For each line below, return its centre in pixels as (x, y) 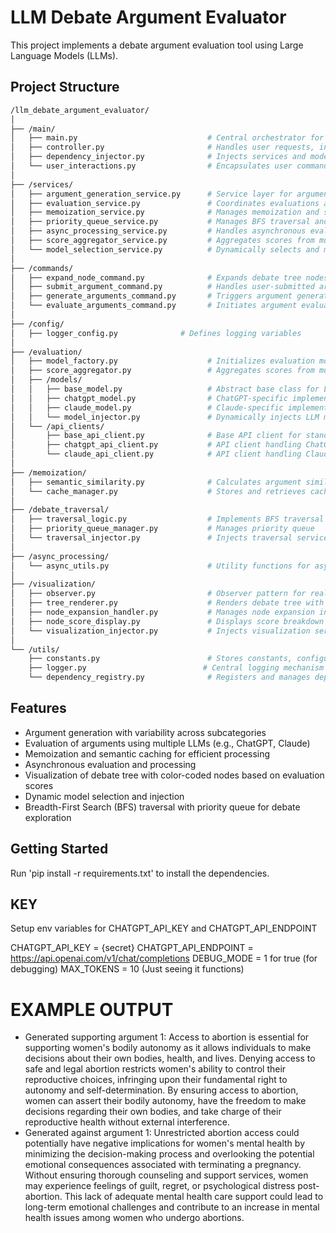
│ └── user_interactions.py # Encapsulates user (151, 166)
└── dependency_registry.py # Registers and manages (169, 677)
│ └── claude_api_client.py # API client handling (156, 454)
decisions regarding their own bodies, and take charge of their (153, 1112)
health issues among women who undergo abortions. (134, 1218)
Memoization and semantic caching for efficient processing (147, 753)
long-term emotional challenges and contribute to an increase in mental (172, 1207)
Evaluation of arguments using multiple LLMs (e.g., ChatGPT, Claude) (167, 743)
